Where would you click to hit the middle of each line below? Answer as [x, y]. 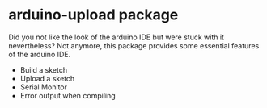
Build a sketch [43, 69]
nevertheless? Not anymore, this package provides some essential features [134, 45]
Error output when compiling [68, 95]
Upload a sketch [47, 78]
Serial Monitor [43, 87]
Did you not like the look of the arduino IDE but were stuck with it [117, 37]
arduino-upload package [93, 15]
